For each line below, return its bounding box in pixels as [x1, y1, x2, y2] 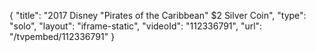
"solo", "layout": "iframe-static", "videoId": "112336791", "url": [9, 20, 263, 32]
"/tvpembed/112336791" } [9, 31, 116, 42]
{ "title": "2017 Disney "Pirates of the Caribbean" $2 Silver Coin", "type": [9, 10, 307, 21]
